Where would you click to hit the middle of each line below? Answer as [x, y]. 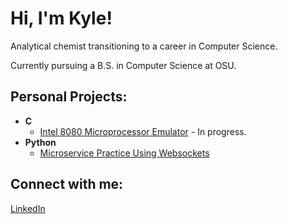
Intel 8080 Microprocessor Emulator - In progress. [143, 131]
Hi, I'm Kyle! [61, 18]
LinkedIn [28, 208]
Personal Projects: [69, 97]
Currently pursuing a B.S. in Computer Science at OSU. [123, 65]
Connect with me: [67, 184]
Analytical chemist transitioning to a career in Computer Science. [144, 46]
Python [40, 142]
